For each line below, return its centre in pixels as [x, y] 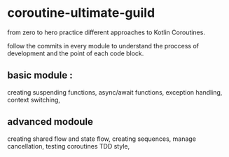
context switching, [34, 100]
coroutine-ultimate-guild [81, 13]
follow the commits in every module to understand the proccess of [103, 46]
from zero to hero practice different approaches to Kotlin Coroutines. [106, 32]
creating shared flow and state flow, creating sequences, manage [102, 139]
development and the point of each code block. [76, 53]
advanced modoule [50, 122]
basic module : [40, 75]
